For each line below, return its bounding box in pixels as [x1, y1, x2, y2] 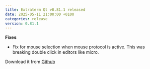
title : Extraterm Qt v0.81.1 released [5, 7, 85, 12]
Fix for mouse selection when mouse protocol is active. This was [12, 44, 145, 50]
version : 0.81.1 [5, 21, 39, 26]
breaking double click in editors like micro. [12, 49, 99, 55]
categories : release [5, 16, 48, 21]
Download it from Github [5, 59, 56, 65]
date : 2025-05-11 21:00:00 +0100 [5, 12, 75, 17]
